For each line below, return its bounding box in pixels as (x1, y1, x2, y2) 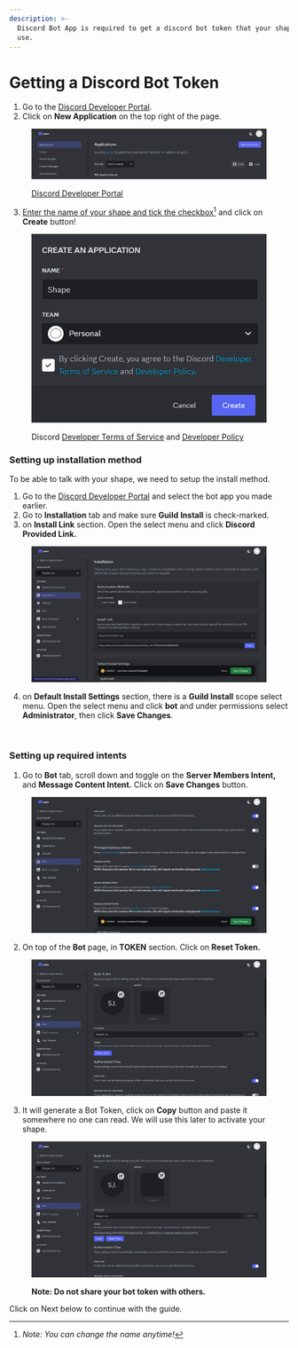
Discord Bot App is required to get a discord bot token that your (17, 23, 272, 33)
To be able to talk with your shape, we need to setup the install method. (9, 474, 271, 485)
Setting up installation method (9, 453, 142, 466)
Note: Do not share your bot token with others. (31, 1287, 207, 1297)
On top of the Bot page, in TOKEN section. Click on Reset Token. (21, 942, 261, 953)
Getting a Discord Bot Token (9, 72, 220, 92)
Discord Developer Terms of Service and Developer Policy (31, 431, 244, 443)
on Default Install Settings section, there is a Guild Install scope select (21, 691, 283, 702)
